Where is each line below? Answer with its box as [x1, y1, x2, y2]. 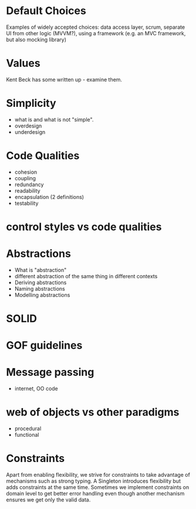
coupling [14, 174, 36, 181]
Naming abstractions [14, 285, 66, 292]
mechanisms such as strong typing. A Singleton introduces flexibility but [6, 477, 181, 485]
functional [14, 432, 39, 439]
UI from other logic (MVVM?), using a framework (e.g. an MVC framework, [6, 29, 186, 36]
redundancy [14, 181, 44, 188]
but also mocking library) [6, 36, 66, 43]
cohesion [14, 168, 38, 176]
